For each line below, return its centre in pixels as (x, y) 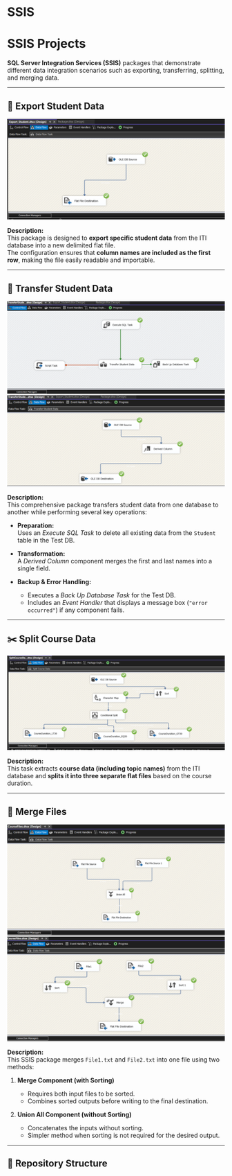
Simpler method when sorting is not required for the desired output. (124, 1135)
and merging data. (33, 78)
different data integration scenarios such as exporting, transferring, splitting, (116, 71)
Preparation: (36, 525)
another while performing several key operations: (77, 512)
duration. (20, 783)
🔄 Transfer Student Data (60, 288)
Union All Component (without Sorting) (74, 1115)
